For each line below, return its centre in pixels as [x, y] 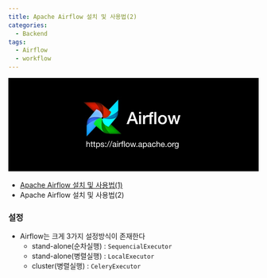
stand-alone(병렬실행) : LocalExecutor [93, 256]
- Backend [31, 33]
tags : [17, 42]
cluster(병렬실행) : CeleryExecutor [86, 266]
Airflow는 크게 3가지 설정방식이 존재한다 [82, 236]
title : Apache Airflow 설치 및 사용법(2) [73, 17]
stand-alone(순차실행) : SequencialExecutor [102, 246]
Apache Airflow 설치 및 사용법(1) [71, 185]
